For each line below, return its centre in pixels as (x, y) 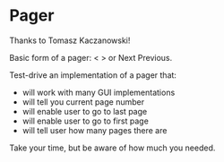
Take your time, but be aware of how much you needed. (112, 148)
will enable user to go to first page (86, 121)
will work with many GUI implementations (99, 92)
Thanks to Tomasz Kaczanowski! (70, 40)
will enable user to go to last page (85, 111)
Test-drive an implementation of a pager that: (93, 75)
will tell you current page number (83, 102)
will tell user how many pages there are (95, 130)
